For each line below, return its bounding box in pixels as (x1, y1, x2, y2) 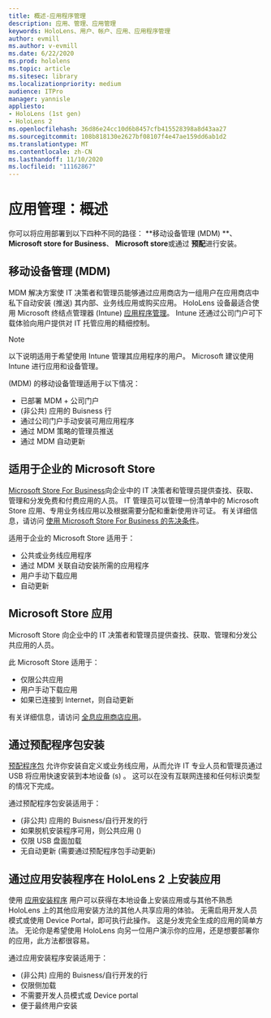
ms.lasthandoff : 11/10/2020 (8, 155, 104, 163)
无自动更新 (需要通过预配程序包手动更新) (19, 846, 156, 856)
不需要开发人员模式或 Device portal (19, 990, 139, 1000)
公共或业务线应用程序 (19, 550, 92, 560)
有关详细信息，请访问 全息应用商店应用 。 (8, 711, 146, 722)
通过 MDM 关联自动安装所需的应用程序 (19, 561, 150, 570)
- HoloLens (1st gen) (8, 110, 82, 118)
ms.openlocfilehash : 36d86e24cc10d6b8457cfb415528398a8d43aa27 (8, 125, 227, 133)
